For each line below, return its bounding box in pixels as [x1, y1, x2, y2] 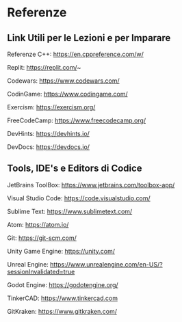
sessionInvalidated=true [7, 267, 75, 276]
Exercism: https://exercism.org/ [7, 103, 96, 111]
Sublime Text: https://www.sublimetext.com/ [7, 207, 133, 215]
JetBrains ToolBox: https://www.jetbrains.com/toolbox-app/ [7, 180, 175, 189]
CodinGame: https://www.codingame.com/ [7, 90, 128, 98]
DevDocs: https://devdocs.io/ [7, 143, 90, 151]
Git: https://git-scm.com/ [7, 234, 77, 242]
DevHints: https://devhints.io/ [7, 130, 90, 137]
